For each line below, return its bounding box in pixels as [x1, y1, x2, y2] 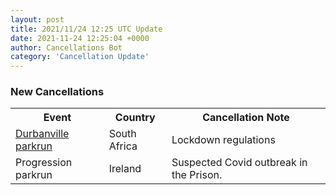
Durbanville [15, 127, 70, 141]
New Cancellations [10, 85, 105, 99]
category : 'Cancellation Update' [10, 52, 150, 62]
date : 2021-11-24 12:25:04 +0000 [10, 33, 150, 43]
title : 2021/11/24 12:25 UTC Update [10, 24, 163, 34]
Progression [15, 156, 73, 170]
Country [114, 111, 156, 125]
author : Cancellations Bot [10, 42, 123, 53]
